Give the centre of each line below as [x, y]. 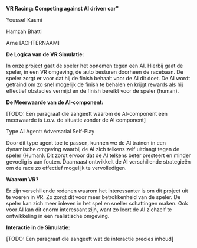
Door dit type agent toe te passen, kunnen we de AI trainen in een [86, 143]
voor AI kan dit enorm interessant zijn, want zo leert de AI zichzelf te [89, 210]
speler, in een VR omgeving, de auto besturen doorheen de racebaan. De [95, 72]
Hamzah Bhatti [24, 31]
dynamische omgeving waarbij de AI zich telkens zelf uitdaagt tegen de [93, 149]
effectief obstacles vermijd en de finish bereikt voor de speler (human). [93, 91]
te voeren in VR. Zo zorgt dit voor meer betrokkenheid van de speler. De [93, 197]
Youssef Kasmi [24, 20]
